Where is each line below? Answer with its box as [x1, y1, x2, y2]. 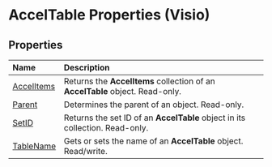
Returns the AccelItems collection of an [63, 75, 216, 87]
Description [63, 62, 110, 73]
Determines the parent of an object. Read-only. [63, 99, 244, 110]
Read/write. [63, 146, 108, 156]
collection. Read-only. [63, 122, 149, 133]
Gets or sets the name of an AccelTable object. [63, 135, 244, 147]
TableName [12, 140, 57, 152]
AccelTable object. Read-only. [63, 86, 182, 96]
